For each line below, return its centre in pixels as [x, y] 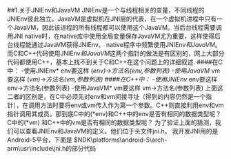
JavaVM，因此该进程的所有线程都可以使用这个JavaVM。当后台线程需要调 [117, 27]
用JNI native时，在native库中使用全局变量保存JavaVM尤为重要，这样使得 [111, 36]
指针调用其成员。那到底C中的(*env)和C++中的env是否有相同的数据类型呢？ [114, 114]
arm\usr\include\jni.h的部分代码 [52, 148]
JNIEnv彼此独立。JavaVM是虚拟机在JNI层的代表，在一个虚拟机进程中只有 [112, 19]
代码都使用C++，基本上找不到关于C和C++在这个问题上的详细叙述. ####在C [115, 62]
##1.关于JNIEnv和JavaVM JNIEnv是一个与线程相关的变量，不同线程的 [106, 10]
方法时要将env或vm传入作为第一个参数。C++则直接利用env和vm [132, 105]
